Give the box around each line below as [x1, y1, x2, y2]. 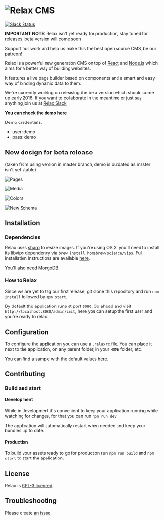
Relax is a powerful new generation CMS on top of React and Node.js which [5, 60, 158, 66]
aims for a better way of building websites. [5, 65, 91, 71]
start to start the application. [5, 455, 64, 461]
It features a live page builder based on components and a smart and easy [5, 75, 155, 81]
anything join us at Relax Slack [5, 100, 67, 106]
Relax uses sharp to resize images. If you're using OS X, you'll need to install [5, 245, 160, 251]
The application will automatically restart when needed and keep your [5, 423, 146, 428]
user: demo [12, 128, 36, 135]
